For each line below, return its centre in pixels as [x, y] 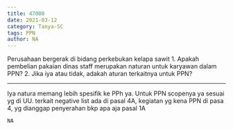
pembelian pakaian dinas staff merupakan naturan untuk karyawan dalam [112, 66]
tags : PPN [21, 33]
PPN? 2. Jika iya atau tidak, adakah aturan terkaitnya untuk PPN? [100, 74]
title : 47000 [26, 13]
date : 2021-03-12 [32, 20]
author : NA [23, 39]
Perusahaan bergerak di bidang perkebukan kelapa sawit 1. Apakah [103, 59]
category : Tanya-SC [35, 26]
